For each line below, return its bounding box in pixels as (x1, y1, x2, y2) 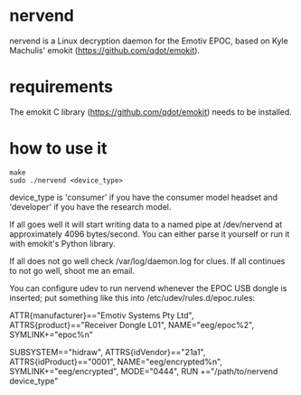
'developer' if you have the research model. (9, 201, 172, 212)
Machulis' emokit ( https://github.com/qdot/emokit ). (9, 44, 201, 55)
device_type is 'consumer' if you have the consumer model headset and (9, 192, 278, 202)
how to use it (9, 138, 108, 159)
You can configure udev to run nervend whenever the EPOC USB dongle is (9, 282, 287, 294)
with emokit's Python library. (9, 238, 116, 249)
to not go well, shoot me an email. (9, 265, 136, 276)
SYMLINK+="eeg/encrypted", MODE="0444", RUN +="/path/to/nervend (9, 365, 278, 376)
